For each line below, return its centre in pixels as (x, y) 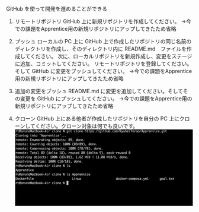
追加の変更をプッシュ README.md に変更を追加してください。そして (99, 91)
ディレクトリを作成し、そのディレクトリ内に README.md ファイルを (100, 49)
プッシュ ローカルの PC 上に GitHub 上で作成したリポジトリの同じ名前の (103, 41)
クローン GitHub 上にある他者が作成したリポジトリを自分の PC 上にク (99, 118)
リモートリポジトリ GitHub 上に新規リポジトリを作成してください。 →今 (103, 21)
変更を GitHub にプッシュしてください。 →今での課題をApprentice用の (106, 99)
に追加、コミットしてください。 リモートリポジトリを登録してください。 (103, 64)
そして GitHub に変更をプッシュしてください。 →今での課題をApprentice (103, 71)
